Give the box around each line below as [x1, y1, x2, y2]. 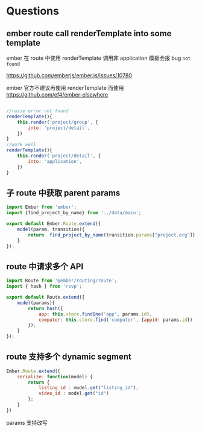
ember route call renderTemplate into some [6, 28, 172, 39]
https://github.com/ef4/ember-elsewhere [6, 91, 109, 98]
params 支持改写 [6, 419, 48, 426]
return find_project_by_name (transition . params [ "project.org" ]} [28, 232, 196, 238]
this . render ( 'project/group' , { [17, 119, 98, 125]
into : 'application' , [28, 158, 83, 164]
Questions [6, 4, 59, 18]
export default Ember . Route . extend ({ [6, 221, 101, 227]
